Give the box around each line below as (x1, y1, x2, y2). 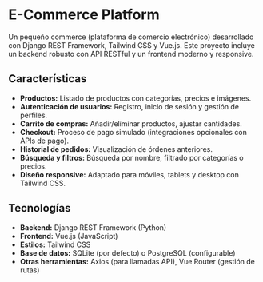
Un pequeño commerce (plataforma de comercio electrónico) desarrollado (8, 32, 254, 42)
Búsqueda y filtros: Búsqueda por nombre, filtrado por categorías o (19, 153, 244, 162)
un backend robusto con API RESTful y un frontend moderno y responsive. (8, 49, 254, 58)
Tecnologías (8, 201, 71, 215)
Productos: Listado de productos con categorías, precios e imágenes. (19, 93, 252, 103)
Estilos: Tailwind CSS (19, 240, 91, 249)
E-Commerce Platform (8, 6, 160, 24)
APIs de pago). (19, 136, 70, 145)
